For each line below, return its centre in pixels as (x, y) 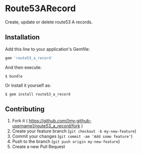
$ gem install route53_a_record (38, 94)
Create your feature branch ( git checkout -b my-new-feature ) (74, 131)
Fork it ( (20, 121)
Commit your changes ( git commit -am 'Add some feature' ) (72, 136)
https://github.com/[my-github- (60, 121)
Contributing (25, 109)
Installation (22, 37)
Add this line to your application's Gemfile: (47, 49)
